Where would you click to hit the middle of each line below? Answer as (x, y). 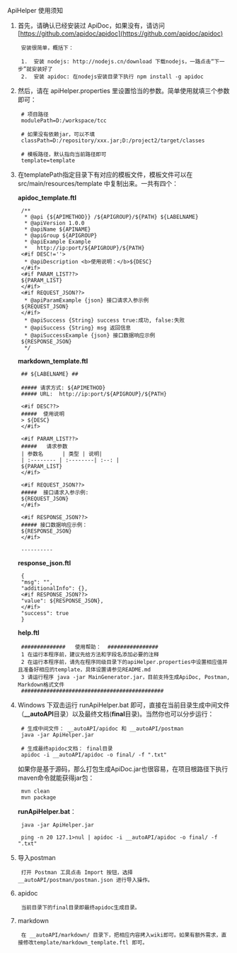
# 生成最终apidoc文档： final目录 (67, 748)
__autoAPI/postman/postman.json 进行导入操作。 (85, 880)
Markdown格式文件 (41, 685)
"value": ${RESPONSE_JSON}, (62, 601)
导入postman (37, 857)
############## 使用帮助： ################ (89, 647)
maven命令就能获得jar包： (56, 778)
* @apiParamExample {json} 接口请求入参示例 (87, 300)
